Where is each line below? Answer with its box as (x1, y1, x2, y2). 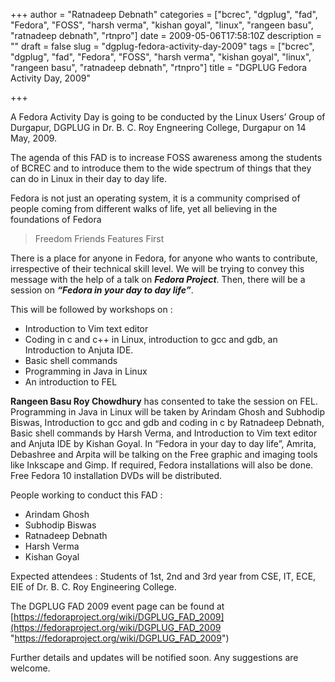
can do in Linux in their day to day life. (10, 173, 167, 184)
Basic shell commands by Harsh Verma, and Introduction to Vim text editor (10, 427, 318, 439)
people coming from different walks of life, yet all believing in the (10, 203, 278, 214)
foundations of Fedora (10, 214, 102, 225)
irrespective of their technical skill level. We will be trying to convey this (10, 263, 305, 274)
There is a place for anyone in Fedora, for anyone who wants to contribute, (10, 252, 318, 264)
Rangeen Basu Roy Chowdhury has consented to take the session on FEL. (10, 395, 318, 407)
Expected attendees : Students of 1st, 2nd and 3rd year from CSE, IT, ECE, (10, 570, 317, 582)
